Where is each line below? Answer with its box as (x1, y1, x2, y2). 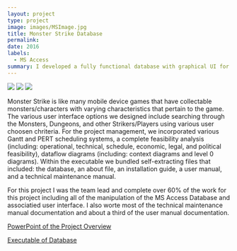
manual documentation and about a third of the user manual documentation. (7, 208, 230, 216)
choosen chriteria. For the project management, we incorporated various (7, 127, 219, 135)
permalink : (7, 37, 40, 44)
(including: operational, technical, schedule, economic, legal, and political (7, 142, 221, 151)
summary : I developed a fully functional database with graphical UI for (7, 63, 230, 70)
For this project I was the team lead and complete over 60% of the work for (7, 185, 226, 194)
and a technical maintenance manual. (7, 172, 117, 180)
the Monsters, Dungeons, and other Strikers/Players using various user (7, 119, 214, 128)
